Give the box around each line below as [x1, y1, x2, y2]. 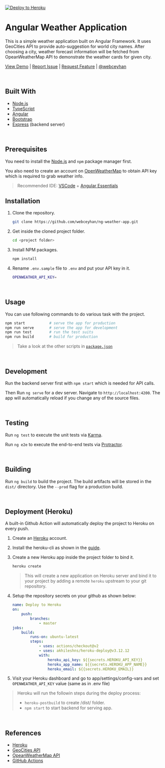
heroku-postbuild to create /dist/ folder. [24, 700, 105, 706]
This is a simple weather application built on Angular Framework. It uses [5, 38, 151, 44]
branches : [30, 616, 50, 621]
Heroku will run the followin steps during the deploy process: [17, 690, 141, 696]
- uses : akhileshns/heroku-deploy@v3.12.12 [38, 648, 130, 653]
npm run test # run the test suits [5, 330, 94, 335]
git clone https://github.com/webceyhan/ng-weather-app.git [12, 219, 138, 224]
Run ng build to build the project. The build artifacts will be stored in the [5, 478, 152, 484]
